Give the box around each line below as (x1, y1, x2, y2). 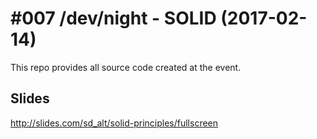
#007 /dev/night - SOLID (10, 7, 217, 30)
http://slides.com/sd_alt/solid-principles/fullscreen (10, 117, 219, 129)
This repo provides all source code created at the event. (10, 61, 242, 73)
